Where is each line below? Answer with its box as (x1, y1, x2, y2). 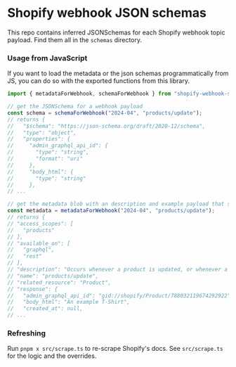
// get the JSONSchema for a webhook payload (7, 103, 143, 110)
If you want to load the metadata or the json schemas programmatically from (7, 69, 229, 78)
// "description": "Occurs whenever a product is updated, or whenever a (7, 266, 228, 273)
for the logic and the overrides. (7, 352, 97, 360)
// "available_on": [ (7, 240, 71, 247)
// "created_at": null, (7, 305, 83, 312)
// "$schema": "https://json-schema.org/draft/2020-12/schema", (7, 122, 206, 129)
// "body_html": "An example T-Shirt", (7, 299, 131, 306)
